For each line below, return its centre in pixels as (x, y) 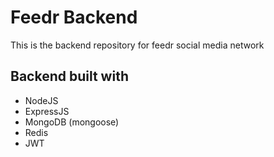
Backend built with (69, 76)
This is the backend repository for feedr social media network (137, 45)
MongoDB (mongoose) (72, 122)
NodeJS (41, 100)
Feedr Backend (74, 17)
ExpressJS (47, 111)
